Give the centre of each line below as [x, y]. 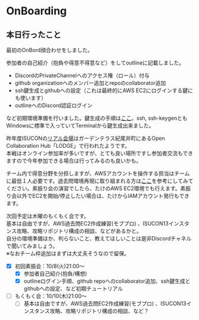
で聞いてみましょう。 [32, 246]
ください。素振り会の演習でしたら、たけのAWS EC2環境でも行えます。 [93, 188]
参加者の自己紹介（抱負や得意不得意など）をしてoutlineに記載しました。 [95, 63]
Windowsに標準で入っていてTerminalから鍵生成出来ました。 [80, 126]
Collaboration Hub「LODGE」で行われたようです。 [68, 146]
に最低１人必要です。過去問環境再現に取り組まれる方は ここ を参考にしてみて [100, 181]
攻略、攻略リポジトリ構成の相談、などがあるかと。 [79, 231]
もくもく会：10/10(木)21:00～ [51, 296]
